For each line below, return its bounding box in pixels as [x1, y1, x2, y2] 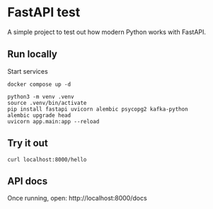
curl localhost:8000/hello [7, 156, 87, 163]
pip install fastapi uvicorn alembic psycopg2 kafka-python [7, 106, 189, 113]
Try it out [7, 137, 48, 149]
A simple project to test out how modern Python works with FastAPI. [7, 28, 207, 36]
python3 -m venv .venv [7, 93, 74, 100]
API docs [7, 175, 48, 187]
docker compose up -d [7, 81, 71, 88]
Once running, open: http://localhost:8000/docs [7, 194, 147, 203]
